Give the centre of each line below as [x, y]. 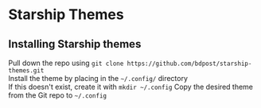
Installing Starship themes [75, 44]
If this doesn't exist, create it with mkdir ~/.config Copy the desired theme [130, 87]
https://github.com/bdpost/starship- [189, 64]
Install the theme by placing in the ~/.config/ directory [98, 78]
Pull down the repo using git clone [66, 63]
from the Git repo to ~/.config [58, 95]
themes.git [26, 71]
